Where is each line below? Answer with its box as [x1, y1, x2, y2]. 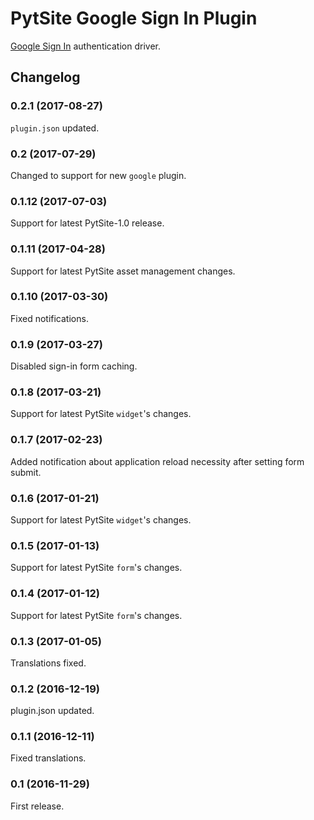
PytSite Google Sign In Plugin [10, 7, 258, 30]
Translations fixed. [10, 657, 87, 669]
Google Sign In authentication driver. [10, 40, 161, 52]
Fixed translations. [10, 752, 87, 764]
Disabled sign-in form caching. [10, 360, 138, 372]
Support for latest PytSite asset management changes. [10, 265, 236, 277]
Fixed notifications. [10, 312, 89, 324]
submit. [10, 466, 42, 478]
